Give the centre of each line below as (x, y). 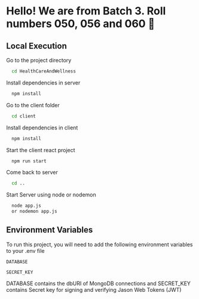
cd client (24, 116)
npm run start (29, 161)
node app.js (27, 206)
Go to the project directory (39, 60)
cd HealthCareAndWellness (44, 71)
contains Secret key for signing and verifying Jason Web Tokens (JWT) (94, 289)
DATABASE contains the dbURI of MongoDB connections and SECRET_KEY (99, 283)
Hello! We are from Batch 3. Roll (86, 11)
